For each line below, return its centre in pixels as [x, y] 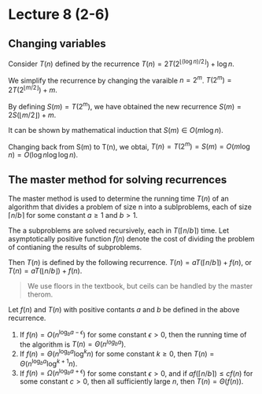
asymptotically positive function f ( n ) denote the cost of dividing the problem [131, 239]
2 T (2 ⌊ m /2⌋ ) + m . [33, 89]
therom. [40, 295]
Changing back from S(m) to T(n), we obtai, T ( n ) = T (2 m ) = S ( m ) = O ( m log [129, 145]
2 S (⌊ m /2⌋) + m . [32, 115]
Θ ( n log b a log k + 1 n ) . [48, 363]
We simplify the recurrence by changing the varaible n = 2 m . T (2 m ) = [120, 79]
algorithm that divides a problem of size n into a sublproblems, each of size [130, 207]
